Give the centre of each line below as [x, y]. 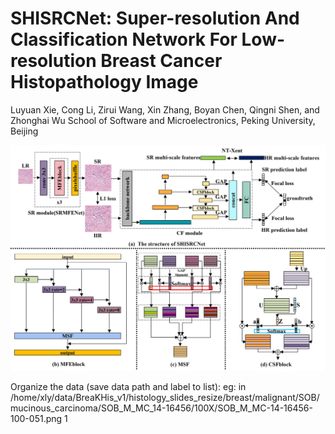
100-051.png [36, 418]
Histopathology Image [104, 82]
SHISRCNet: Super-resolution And [155, 18]
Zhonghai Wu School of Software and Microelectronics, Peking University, [163, 120]
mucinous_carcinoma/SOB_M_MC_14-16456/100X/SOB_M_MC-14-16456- [161, 408]
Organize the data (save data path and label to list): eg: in [128, 386]
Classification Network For [124, 39]
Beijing [24, 131]
